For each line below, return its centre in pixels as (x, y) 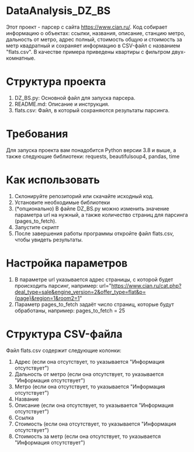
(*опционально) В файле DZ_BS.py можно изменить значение (92, 208)
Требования (37, 134)
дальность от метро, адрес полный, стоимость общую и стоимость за (94, 39)
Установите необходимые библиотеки (62, 202)
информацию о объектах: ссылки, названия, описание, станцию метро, (96, 33)
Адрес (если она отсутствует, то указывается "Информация (89, 361)
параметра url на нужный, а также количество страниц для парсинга (101, 215)
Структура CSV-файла (64, 334)
